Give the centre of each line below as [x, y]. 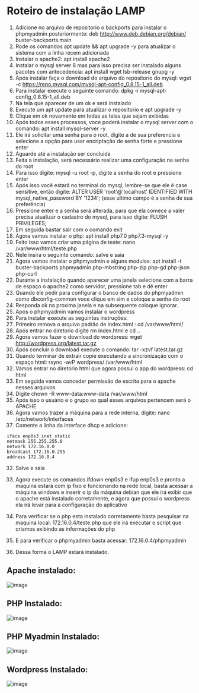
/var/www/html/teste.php [46, 248]
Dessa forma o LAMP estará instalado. [62, 552]
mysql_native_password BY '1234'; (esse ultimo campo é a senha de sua [104, 198]
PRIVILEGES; [31, 223]
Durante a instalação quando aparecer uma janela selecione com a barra [104, 280]
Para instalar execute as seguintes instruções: [71, 318]
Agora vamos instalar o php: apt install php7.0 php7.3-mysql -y [92, 235]
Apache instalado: [41, 571]
